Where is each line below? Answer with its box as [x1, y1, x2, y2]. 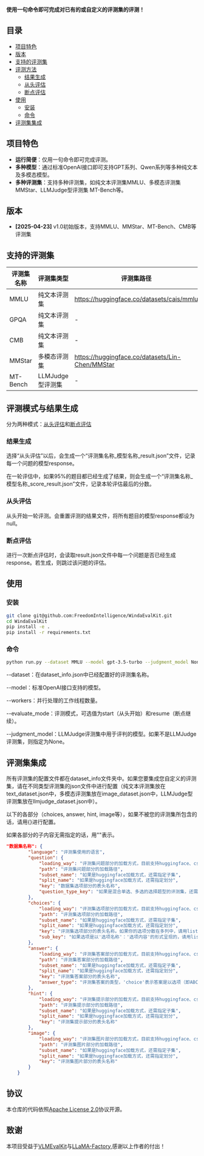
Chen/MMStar [74, 361, 115, 369]
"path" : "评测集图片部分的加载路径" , [38, 1041, 123, 1048]
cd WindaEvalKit [6, 618, 47, 624]
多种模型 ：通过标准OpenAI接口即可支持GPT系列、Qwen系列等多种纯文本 [15, 163, 198, 171]
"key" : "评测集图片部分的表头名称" [38, 1059, 118, 1065]
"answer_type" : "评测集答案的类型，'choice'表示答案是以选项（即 [38, 979, 190, 985]
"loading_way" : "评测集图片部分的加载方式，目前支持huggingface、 [38, 1035, 194, 1042]
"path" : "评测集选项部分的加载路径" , [38, 911, 123, 917]
